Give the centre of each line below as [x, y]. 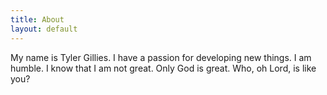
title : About [37, 19]
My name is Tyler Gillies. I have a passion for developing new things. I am [161, 57]
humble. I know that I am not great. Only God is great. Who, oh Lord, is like [163, 68]
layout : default [44, 29]
